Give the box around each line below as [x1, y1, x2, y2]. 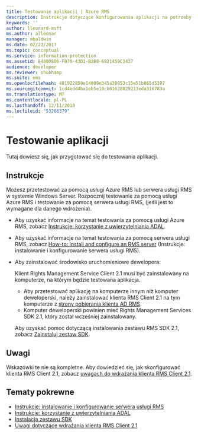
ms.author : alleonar [6, 31, 57, 37]
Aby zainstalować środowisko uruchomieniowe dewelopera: [14, 259, 161, 266]
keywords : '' [6, 20, 38, 26]
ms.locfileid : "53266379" [6, 108, 70, 114]
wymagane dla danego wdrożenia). [6, 205, 92, 212]
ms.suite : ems [6, 75, 41, 81]
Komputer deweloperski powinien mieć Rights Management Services [23, 307, 191, 314]
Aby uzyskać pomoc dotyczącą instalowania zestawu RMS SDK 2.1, [14, 325, 179, 332]
